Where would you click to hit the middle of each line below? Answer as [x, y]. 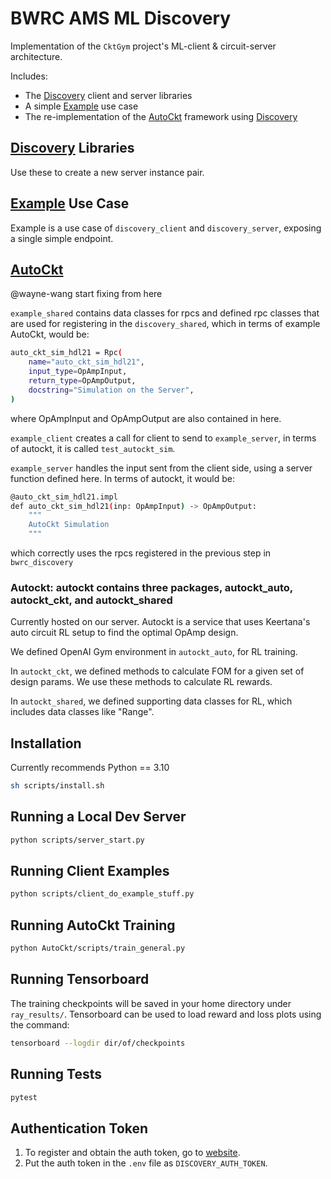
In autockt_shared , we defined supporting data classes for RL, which [151, 701]
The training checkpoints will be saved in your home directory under [151, 1003]
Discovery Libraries [72, 148]
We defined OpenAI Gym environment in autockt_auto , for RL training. [154, 652]
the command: [40, 1024]
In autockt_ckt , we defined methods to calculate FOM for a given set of [157, 671]
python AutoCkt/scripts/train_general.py [98, 948]
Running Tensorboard [80, 979]
